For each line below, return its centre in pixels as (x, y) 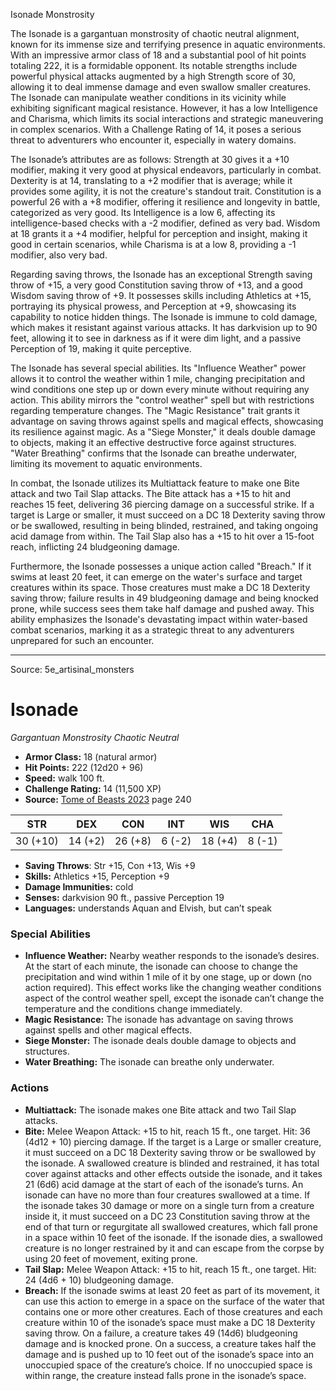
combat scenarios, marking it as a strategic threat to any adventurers (152, 630)
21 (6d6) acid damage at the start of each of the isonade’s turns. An (164, 1184)
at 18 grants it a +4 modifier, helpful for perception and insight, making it (159, 233)
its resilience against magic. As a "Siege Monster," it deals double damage (163, 432)
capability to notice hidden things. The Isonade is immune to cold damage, (164, 317)
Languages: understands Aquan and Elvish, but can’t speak (148, 908)
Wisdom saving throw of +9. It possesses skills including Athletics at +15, (161, 295)
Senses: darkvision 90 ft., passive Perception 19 (124, 897)
